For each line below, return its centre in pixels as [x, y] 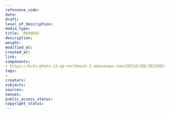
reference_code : [22, 10]
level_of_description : [29, 24]
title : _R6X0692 [22, 33]
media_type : [18, 29]
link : [11, 57]
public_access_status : [29, 99]
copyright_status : [25, 104]
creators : [16, 80]
